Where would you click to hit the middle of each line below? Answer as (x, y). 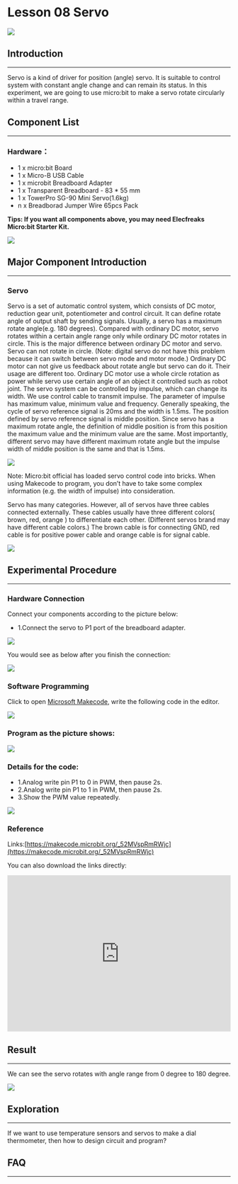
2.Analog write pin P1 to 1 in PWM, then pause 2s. (90, 790)
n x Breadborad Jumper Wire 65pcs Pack (78, 205)
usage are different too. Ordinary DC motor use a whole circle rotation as (113, 373)
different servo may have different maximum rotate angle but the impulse (114, 441)
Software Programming (49, 686)
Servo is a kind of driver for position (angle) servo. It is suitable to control (114, 77)
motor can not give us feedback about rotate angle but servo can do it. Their (119, 366)
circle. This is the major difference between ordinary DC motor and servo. (115, 343)
